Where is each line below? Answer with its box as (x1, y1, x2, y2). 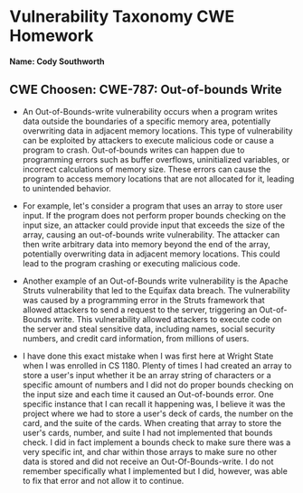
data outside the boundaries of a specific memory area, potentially (22, 116, 271, 126)
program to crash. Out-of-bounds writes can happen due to (22, 144, 245, 155)
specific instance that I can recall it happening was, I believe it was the (22, 398, 286, 409)
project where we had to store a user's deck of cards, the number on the (22, 408, 294, 419)
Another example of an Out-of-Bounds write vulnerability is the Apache (22, 275, 289, 286)
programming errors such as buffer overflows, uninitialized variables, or (22, 153, 290, 164)
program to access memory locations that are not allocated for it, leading (22, 173, 295, 184)
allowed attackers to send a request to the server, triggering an (22, 304, 258, 315)
